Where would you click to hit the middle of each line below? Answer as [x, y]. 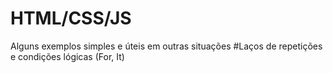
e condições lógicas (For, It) [67, 56]
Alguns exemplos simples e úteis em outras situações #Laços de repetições [166, 46]
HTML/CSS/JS [71, 18]
